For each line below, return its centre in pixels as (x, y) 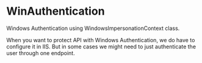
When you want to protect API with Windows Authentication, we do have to (101, 40)
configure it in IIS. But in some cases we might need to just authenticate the (101, 46)
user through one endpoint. (41, 53)
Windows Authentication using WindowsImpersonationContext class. (93, 28)
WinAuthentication (56, 11)
